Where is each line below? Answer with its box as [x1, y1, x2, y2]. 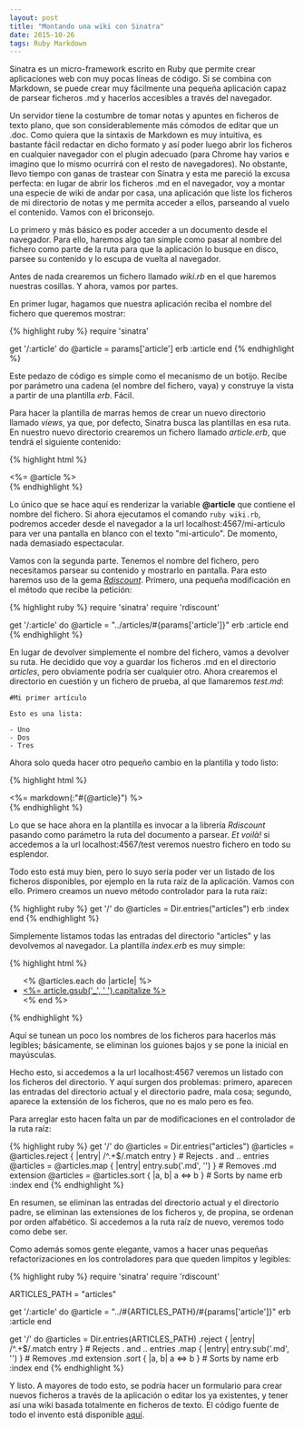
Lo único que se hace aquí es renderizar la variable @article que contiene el [9, 499, 296, 510]
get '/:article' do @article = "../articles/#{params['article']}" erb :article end [9, 619, 289, 630]
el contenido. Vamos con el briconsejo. [9, 206, 155, 218]
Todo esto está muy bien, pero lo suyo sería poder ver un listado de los [9, 866, 275, 878]
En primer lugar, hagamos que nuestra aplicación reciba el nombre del [9, 298, 272, 309]
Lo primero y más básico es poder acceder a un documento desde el [9, 225, 268, 236]
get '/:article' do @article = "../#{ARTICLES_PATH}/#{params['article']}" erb [9, 1306, 291, 1317]
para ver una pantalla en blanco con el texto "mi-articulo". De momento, [9, 528, 279, 539]
